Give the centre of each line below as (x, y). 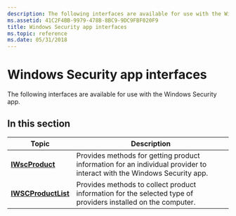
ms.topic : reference (38, 33)
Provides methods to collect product (136, 184)
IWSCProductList (40, 193)
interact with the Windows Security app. (142, 173)
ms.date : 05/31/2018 (38, 40)
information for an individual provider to (142, 164)
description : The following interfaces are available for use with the (114, 14)
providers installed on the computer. (136, 202)
